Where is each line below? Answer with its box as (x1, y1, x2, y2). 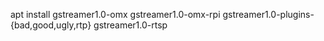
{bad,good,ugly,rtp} (10, 19, 92, 31)
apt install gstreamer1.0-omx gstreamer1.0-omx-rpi (10, 9, 221, 20)
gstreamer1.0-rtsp (93, 19, 168, 31)
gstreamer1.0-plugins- (222, 9, 315, 20)
